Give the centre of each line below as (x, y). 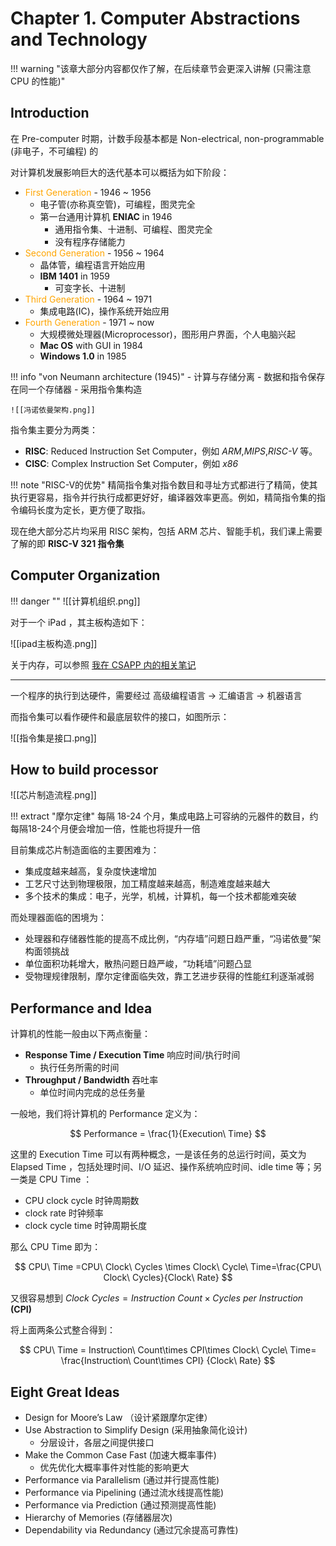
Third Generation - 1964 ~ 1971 (88, 299)
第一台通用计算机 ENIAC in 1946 (106, 216)
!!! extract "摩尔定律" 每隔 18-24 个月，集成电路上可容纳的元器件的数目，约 (164, 816)
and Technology (79, 39)
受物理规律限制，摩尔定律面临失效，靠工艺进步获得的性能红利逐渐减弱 (169, 976)
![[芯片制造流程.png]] (53, 795)
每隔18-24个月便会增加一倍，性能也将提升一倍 (105, 829)
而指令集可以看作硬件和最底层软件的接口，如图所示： (120, 716)
